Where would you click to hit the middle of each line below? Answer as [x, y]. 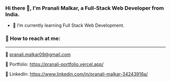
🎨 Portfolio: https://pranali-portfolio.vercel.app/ [54, 64]
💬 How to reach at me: [33, 38]
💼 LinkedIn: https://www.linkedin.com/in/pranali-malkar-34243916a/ [77, 74]
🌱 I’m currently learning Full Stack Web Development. [68, 25]
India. [12, 14]
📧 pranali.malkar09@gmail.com [38, 54]
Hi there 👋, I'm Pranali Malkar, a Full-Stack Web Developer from [85, 8]
